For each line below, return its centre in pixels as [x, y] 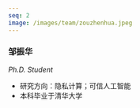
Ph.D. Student [31, 69]
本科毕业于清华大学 [51, 95]
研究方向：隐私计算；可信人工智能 [75, 86]
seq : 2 [19, 15]
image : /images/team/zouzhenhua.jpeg [70, 23]
